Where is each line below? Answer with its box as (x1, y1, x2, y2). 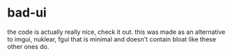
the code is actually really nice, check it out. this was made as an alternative (7, 28, 226, 36)
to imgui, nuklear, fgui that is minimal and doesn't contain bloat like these (7, 35, 217, 43)
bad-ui (7, 5, 47, 21)
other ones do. (7, 42, 49, 50)
